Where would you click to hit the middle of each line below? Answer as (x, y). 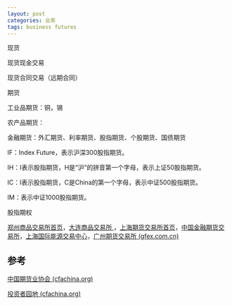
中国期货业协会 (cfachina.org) (50, 279)
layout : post (26, 14)
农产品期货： (26, 123)
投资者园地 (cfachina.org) (44, 294)
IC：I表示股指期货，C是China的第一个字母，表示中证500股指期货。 (104, 182)
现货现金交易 (26, 63)
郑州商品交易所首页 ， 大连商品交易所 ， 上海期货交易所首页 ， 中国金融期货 (113, 228)
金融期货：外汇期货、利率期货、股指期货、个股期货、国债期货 (97, 137)
